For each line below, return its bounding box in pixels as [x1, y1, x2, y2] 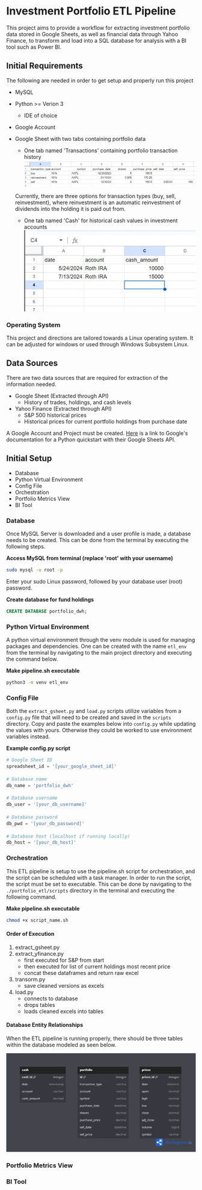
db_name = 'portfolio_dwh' [6, 782, 74, 788]
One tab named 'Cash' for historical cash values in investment [23, 217, 178, 224]
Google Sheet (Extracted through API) [14, 392, 109, 399]
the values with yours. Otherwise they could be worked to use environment [6, 727, 192, 734]
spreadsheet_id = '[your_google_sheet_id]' [6, 763, 117, 769]
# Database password [6, 814, 58, 820]
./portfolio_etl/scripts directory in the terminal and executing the [6, 886, 175, 894]
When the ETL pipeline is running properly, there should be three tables [6, 1035, 183, 1042]
